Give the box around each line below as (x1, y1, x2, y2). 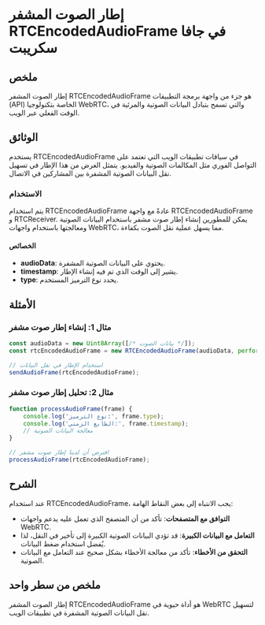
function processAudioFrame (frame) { (9, 404, 133, 413)
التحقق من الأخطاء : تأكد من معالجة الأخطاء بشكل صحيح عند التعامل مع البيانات (20, 547, 248, 556)
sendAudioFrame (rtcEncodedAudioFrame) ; (9, 368, 140, 376)
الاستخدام (9, 188, 42, 199)
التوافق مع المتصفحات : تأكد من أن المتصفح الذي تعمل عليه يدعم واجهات (20, 514, 230, 523)
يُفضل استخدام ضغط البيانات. (20, 538, 106, 549)
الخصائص (9, 240, 36, 250)
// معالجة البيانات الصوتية (23, 427, 94, 435)
